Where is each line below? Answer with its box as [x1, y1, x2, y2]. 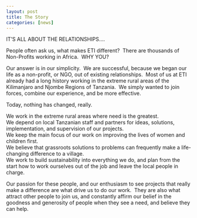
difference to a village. [30, 150, 84, 157]
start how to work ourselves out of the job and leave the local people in [6, 163, 178, 170]
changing [6, 150, 29, 157]
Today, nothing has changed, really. [6, 101, 93, 108]
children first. [6, 138, 38, 145]
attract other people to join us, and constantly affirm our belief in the [6, 193, 172, 200]
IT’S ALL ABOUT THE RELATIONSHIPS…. [6, 36, 105, 43]
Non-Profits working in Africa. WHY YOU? [6, 54, 109, 61]
